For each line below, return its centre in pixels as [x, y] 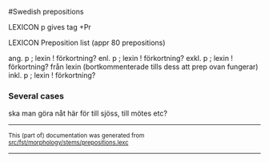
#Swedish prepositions [46, 12]
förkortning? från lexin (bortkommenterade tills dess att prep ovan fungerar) [133, 67]
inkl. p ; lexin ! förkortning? [52, 75]
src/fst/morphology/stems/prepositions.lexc [68, 143]
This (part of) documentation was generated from [76, 136]
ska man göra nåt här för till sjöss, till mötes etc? [88, 113]
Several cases [36, 95]
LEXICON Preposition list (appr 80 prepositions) [87, 43]
